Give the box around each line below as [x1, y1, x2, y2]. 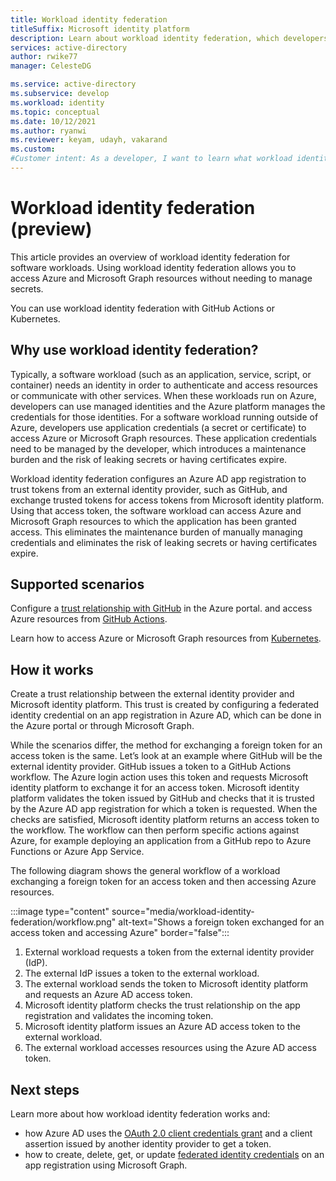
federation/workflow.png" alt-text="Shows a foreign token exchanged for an [10, 916, 325, 928]
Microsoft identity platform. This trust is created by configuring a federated [10, 699, 320, 711]
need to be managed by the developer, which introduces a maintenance [10, 442, 307, 455]
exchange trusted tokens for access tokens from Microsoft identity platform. [10, 494, 325, 506]
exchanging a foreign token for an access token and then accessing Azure [10, 876, 317, 888]
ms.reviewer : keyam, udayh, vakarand [10, 135, 168, 145]
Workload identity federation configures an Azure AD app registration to [10, 472, 307, 485]
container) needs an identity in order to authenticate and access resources [10, 379, 318, 391]
